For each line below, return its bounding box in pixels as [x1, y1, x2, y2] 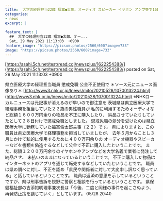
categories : [5, 12, 29, 17]
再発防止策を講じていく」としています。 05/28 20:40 [5, 190, 112, 197]
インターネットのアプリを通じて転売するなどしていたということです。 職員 [5, 160, 154, 166]
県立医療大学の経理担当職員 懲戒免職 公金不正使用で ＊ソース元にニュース [5, 81, 153, 87]
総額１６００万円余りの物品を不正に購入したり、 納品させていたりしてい [9, 112, 155, 117]
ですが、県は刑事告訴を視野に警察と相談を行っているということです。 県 [5, 178, 150, 184]
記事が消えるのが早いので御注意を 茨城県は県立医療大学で [38, 100, 155, 105]
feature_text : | [5, 30, 38, 34]
